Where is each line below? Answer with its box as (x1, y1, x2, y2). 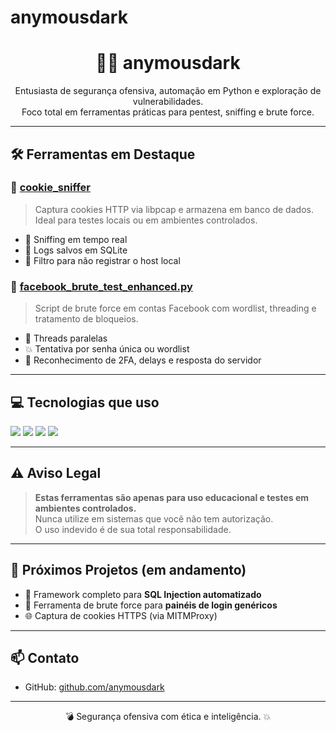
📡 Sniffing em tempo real (24, 233, 128, 245)
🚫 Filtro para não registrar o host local (24, 254, 181, 266)
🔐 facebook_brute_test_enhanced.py (10, 279, 193, 293)
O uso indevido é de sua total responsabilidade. (34, 523, 232, 535)
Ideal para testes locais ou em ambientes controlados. (34, 214, 258, 226)
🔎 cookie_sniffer (10, 181, 91, 195)
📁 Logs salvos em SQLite (24, 244, 128, 256)
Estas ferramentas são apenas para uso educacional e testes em (34, 491, 310, 503)
